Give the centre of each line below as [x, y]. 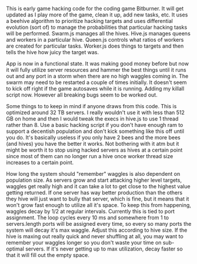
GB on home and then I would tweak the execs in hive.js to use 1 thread [92, 119]
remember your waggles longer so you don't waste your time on [84, 243]
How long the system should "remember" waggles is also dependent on [93, 174]
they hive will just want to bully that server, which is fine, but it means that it [98, 199]
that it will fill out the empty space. [48, 255]
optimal [15, 249]
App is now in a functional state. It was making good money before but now [98, 64]
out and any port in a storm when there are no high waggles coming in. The [97, 76]
